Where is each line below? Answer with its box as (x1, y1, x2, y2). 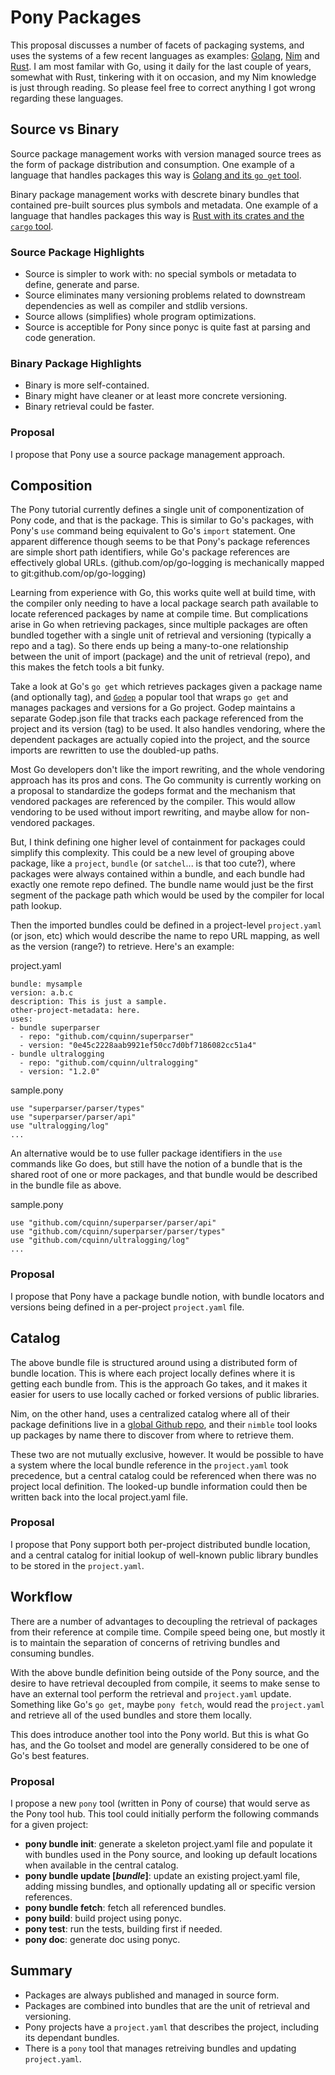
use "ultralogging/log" (10, 1121, 110, 1131)
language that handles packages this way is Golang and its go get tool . (10, 169, 302, 181)
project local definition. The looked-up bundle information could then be (10, 1480, 308, 1492)
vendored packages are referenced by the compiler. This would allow (10, 796, 296, 808)
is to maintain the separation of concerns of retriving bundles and (10, 1636, 281, 1648)
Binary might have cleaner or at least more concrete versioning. (24, 390, 288, 402)
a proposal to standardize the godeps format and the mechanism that (10, 785, 296, 797)
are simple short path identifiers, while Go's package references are (10, 546, 291, 558)
